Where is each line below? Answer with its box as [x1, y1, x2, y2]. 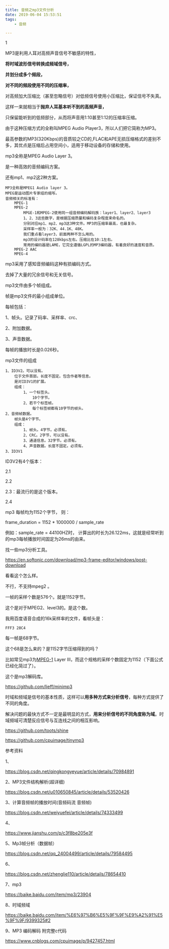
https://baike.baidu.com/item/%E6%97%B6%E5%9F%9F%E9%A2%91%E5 [5, 912, 163, 918]
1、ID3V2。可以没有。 [5, 368, 45, 374]
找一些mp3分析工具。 [5, 547, 50, 553]
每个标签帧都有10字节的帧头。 [32, 406, 86, 411]
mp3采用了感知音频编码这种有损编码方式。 [5, 261, 94, 267]
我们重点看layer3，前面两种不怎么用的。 [23, 232, 97, 237]
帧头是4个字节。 [14, 417, 43, 422]
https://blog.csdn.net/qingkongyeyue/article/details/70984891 [5, 768, 134, 775]
